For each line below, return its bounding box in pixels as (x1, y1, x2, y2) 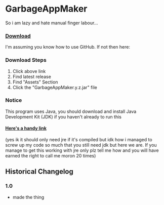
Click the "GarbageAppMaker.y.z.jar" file (12, 84, 97, 90)
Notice (5, 97, 22, 104)
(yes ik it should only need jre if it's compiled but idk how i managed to (5, 137, 153, 143)
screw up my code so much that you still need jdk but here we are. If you (5, 142, 157, 148)
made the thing (12, 194, 45, 200)
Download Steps (5, 57, 47, 64)
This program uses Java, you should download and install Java (5, 108, 137, 114)
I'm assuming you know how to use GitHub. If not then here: (5, 44, 131, 50)
